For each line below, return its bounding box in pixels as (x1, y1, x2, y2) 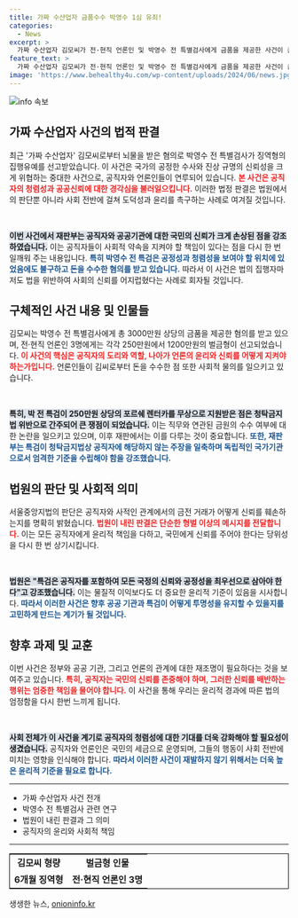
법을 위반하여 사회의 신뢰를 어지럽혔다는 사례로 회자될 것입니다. (25, 274, 244, 285)
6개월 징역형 (14, 874, 64, 885)
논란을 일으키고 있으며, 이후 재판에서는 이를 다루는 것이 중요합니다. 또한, (18, 431, 267, 442)
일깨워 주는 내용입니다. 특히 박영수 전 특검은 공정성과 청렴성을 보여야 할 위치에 (9, 252, 277, 263)
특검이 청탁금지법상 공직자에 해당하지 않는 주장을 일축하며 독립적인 (25, 442, 253, 452)
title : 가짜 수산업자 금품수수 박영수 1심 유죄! (9, 12, 162, 22)
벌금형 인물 (85, 857, 129, 869)
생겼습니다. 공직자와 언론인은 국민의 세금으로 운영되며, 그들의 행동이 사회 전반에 (9, 743, 284, 754)
